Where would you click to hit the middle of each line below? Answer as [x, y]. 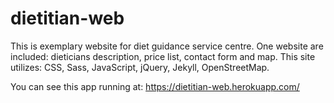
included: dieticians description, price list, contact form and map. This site [163, 56]
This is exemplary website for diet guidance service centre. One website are [167, 46]
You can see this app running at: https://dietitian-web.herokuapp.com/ [155, 86]
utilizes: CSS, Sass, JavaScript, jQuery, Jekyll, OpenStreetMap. [140, 67]
